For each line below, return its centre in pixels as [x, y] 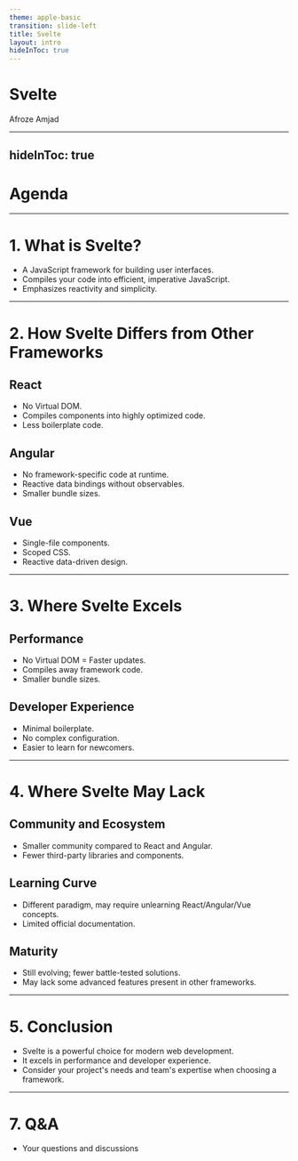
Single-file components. [66, 543]
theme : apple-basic [45, 17]
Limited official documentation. [78, 923]
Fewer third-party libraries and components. [103, 855]
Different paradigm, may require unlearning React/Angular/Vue [136, 905]
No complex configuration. [71, 738]
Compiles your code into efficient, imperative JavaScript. [126, 279]
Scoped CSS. [46, 552]
